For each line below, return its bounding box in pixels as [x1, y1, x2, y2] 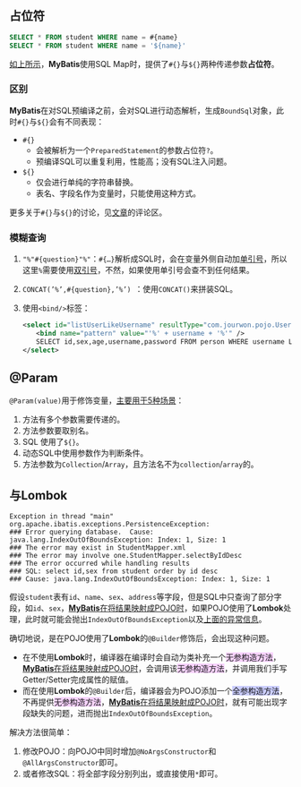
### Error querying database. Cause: [9, 527, 154, 537]
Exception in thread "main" [9, 512, 115, 521]
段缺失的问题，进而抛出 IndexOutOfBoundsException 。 [21, 708, 218, 719]
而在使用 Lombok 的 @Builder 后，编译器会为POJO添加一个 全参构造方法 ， [21, 686, 288, 697]
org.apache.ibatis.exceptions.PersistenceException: [9, 520, 211, 529]
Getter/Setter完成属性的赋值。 [21, 674, 134, 685]
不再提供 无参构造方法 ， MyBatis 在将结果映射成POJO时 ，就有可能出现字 [21, 697, 288, 707]
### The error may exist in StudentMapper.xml [9, 543, 186, 552]
